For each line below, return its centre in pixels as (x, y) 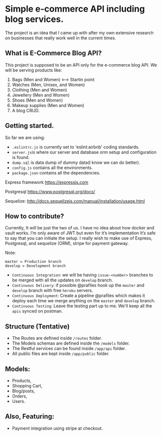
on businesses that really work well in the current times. (60, 38)
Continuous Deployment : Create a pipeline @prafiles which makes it (78, 296)
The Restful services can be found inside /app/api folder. (69, 349)
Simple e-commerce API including (75, 9)
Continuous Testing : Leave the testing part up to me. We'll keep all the (82, 306)
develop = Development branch (36, 266)
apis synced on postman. (37, 311)
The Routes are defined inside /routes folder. (57, 338)
